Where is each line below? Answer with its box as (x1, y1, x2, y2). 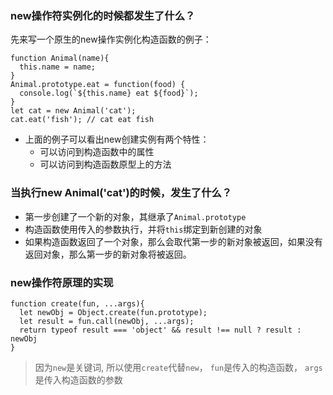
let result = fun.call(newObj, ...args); (19, 316, 195, 326)
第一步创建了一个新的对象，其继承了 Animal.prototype (24, 210, 247, 222)
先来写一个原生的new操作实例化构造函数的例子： (10, 33, 212, 46)
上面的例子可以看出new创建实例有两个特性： (24, 133, 210, 146)
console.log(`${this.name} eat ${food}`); (19, 88, 199, 99)
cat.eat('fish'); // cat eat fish (10, 115, 155, 125)
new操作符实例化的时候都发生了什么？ (10, 8, 196, 22)
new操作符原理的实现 (10, 275, 114, 289)
